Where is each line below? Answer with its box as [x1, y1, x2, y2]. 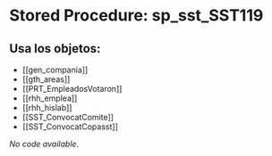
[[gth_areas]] [21, 74, 71, 85]
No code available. [9, 139, 79, 149]
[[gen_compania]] [21, 64, 89, 75]
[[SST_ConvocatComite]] [21, 112, 115, 122]
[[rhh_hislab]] [21, 103, 72, 112]
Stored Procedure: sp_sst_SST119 [9, 5, 264, 26]
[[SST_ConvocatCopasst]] [21, 121, 118, 132]
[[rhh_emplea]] [21, 93, 78, 103]
